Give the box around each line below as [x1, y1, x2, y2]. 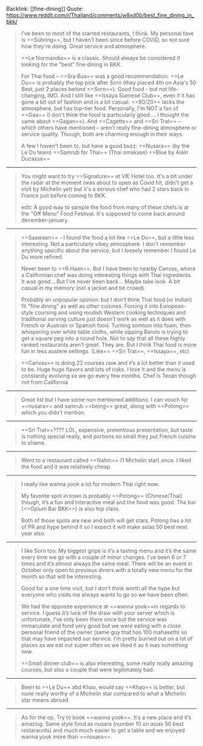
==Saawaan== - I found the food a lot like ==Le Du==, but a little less [21, 234, 195, 241]
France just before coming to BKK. [21, 192, 107, 199]
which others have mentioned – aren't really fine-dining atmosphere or [21, 124, 197, 131]
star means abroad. [21, 696, 70, 704]
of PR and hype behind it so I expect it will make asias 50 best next [21, 524, 187, 530]
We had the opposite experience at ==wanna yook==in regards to [21, 603, 185, 610]
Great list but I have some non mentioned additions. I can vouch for [21, 396, 188, 403]
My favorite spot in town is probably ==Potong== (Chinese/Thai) [21, 492, 182, 499]
